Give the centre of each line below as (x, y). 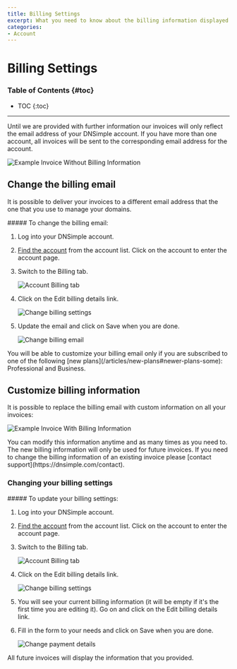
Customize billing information (74, 390)
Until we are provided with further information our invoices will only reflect (115, 126)
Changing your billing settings (60, 483)
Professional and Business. (47, 368)
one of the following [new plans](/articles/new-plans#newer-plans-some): (115, 361)
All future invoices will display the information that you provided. (101, 658)
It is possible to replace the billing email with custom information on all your (117, 407)
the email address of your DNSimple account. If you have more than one (112, 133)
